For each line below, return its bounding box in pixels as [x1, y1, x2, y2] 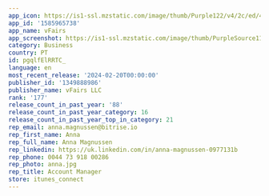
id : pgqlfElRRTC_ [8, 57, 66, 65]
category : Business [8, 42, 74, 50]
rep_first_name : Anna [8, 130, 81, 138]
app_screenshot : [8, 34, 62, 42]
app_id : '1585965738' [8, 19, 81, 27]
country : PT [8, 49, 48, 57]
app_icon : [8, 11, 42, 20]
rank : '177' [8, 94, 48, 102]
